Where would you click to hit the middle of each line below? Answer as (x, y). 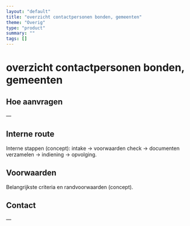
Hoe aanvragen (34, 102)
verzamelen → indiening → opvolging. (52, 154)
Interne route (30, 134)
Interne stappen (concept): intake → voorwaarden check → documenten (93, 148)
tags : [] (17, 39)
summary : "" (20, 33)
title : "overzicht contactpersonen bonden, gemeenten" (74, 17)
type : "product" (26, 28)
